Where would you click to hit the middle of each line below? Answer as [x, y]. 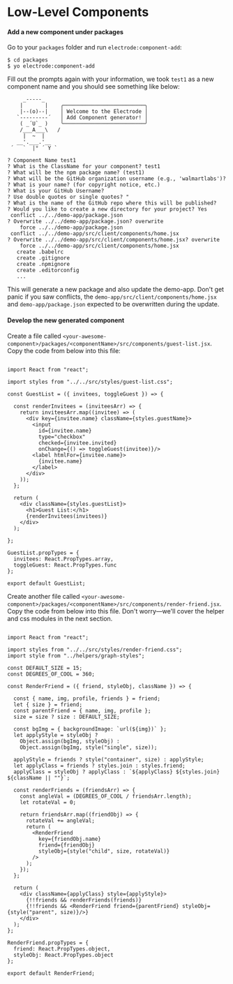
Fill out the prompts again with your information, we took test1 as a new [111, 79]
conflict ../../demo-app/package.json [67, 216]
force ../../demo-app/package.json [72, 228]
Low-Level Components [78, 12]
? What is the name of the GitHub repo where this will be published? [112, 203]
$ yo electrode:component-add [51, 66]
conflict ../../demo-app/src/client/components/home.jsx [95, 234]
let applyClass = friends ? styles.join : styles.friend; [100, 766]
